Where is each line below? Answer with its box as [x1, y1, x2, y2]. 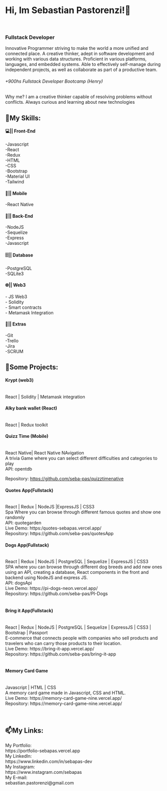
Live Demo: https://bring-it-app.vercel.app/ [5, 645, 94, 651]
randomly [5, 514, 25, 520]
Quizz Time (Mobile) [5, 433, 49, 439]
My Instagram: [5, 763, 35, 770]
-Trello [5, 338, 19, 344]
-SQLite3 [5, 271, 24, 277]
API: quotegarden [5, 520, 42, 526]
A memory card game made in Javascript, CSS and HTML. [5, 690, 126, 696]
